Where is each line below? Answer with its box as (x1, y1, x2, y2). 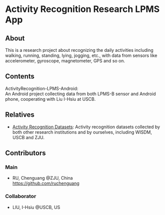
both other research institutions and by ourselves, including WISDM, (12, 129, 153, 135)
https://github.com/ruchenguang (12, 181, 80, 187)
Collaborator (5, 193, 36, 200)
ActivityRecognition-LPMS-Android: (5, 85, 79, 91)
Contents (5, 72, 35, 81)
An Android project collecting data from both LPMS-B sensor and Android (5, 91, 156, 97)
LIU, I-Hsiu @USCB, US (12, 204, 61, 210)
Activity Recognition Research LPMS (5, 3, 160, 15)
